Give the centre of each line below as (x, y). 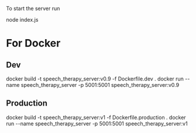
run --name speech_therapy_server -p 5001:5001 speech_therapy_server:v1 (97, 123)
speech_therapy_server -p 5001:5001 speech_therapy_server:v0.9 (100, 85)
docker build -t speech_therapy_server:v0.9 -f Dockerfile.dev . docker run (95, 79)
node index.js (22, 20)
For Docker (33, 43)
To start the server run (33, 8)
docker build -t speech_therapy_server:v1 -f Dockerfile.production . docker (96, 117)
